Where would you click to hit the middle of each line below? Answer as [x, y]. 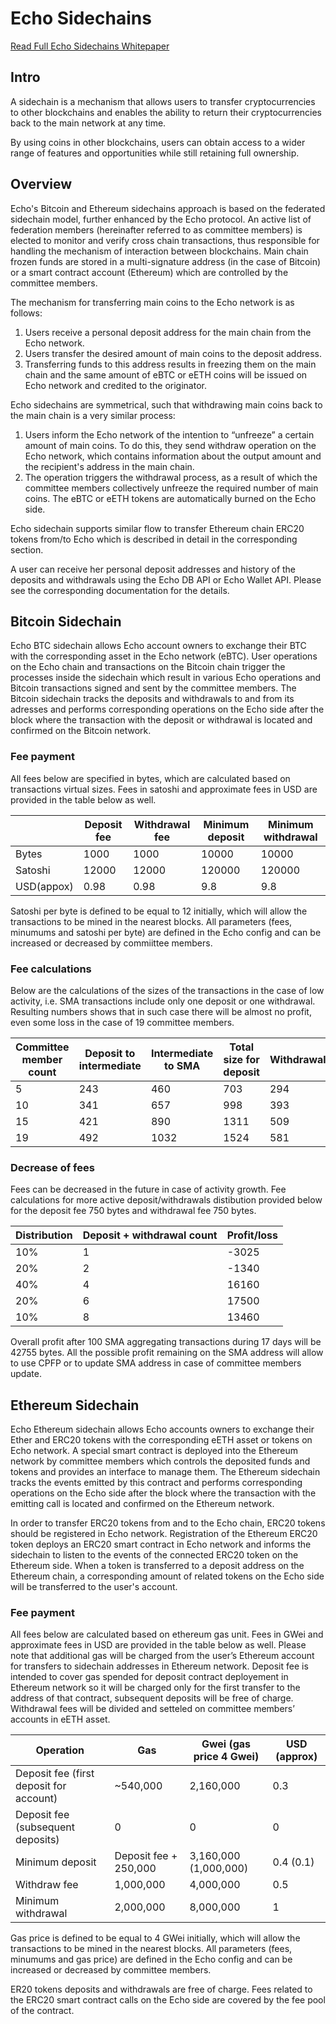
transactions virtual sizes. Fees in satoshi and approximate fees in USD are [164, 789]
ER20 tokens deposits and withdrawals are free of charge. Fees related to [161, 1989]
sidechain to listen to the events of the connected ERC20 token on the [154, 1555]
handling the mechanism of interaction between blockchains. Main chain [159, 251]
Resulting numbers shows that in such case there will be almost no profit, [161, 1011]
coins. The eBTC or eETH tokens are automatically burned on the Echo [170, 498]
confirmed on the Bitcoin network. [81, 731]
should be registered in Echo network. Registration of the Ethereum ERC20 [164, 1534]
